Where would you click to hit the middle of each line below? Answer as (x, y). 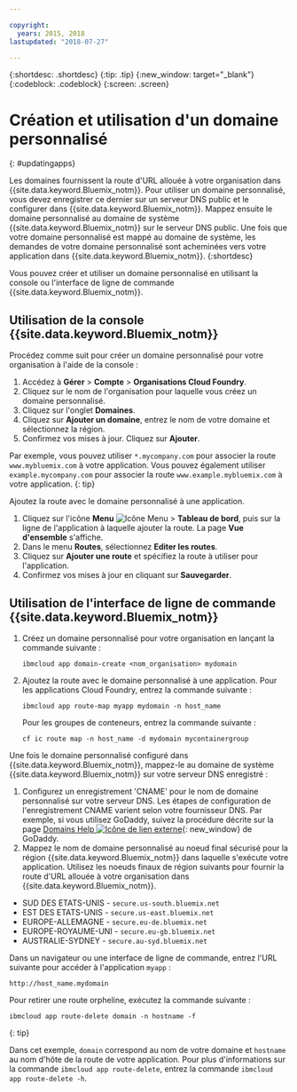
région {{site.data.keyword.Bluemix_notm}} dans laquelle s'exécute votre (155, 857)
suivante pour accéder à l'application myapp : (90, 967)
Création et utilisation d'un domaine (144, 120)
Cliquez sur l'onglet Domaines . (78, 410)
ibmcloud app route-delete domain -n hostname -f (103, 1016)
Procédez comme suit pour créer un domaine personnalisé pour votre (137, 355)
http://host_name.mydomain (59, 983)
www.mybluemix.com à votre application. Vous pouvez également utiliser (137, 465)
